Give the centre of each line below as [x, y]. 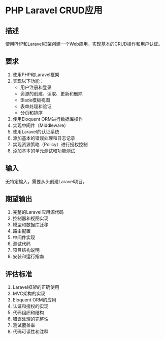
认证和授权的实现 [30, 306]
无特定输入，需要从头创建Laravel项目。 [46, 181]
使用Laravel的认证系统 [36, 131]
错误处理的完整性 [30, 319]
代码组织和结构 [28, 313]
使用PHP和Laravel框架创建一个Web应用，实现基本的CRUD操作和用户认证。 [84, 44]
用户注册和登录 [36, 87]
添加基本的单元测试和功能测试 [44, 151]
